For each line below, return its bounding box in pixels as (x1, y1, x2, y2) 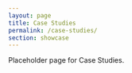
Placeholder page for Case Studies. (8, 56, 125, 65)
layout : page (8, 11, 52, 20)
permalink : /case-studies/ (8, 26, 98, 34)
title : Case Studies (8, 19, 77, 27)
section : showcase (8, 33, 69, 42)
